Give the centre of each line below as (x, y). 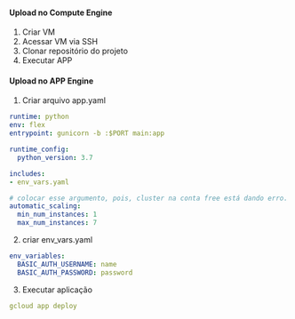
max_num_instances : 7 (57, 223)
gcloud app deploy (43, 306)
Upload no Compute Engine (61, 12)
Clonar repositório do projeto (75, 51)
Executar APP (47, 60)
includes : (28, 173)
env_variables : (37, 256)
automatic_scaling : (45, 206)
